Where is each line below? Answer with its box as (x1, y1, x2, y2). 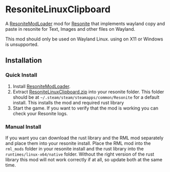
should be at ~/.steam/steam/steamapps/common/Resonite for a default (12, 94, 160, 100)
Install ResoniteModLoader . (12, 83, 71, 89)
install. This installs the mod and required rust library (12, 99, 124, 105)
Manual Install (5, 123, 42, 130)
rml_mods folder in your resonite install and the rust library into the (5, 145, 144, 152)
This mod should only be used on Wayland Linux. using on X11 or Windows (5, 36, 163, 42)
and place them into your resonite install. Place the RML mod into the (5, 140, 151, 146)
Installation (5, 56, 42, 65)
